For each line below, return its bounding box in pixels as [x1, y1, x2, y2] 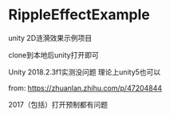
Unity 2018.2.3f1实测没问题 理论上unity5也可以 [8, 67, 161, 77]
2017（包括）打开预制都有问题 [8, 99, 108, 109]
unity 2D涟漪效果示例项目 [8, 33, 93, 42]
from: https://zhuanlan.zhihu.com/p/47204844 [8, 83, 162, 93]
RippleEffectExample [8, 6, 150, 24]
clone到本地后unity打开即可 [8, 50, 99, 59]
